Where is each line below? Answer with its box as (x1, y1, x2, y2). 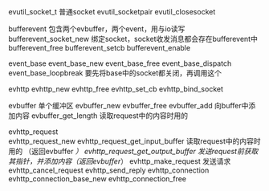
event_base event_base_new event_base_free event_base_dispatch (8, 59, 232, 68)
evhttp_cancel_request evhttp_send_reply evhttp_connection (8, 165, 210, 175)
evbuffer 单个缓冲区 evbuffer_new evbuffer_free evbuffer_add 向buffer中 (8, 101, 249, 110)
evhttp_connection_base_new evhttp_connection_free (8, 174, 187, 183)
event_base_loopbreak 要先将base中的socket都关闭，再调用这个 (8, 68, 222, 78)
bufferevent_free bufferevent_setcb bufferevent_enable (8, 43, 191, 52)
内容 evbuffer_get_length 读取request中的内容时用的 (14, 111, 189, 120)
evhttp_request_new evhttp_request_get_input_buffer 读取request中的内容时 (8, 136, 261, 146)
